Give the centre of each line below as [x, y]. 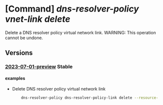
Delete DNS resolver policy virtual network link [59, 89]
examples [15, 78]
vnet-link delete [38, 19]
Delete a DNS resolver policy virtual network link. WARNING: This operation [81, 32]
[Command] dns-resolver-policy [72, 9]
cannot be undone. [24, 38]
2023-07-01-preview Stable [39, 67]
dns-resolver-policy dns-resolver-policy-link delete [77, 98]
